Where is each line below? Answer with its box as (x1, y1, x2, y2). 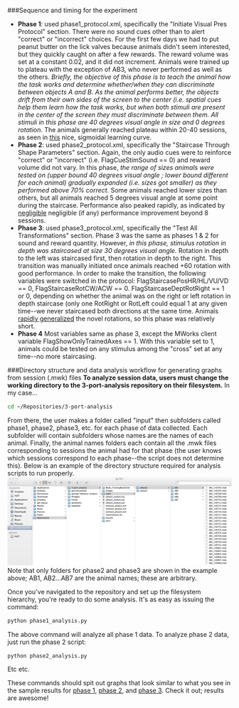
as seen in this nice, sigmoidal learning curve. (17, 133, 152, 141)
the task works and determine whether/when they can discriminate (17, 80, 215, 88)
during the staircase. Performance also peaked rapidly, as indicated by (17, 201, 225, 209)
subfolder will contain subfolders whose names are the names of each (7, 431, 213, 439)
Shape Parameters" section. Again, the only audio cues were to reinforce (17, 149, 232, 156)
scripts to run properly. (7, 468, 75, 477)
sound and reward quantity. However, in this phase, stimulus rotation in (17, 239, 226, 247)
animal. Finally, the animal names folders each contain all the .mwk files (7, 439, 217, 447)
